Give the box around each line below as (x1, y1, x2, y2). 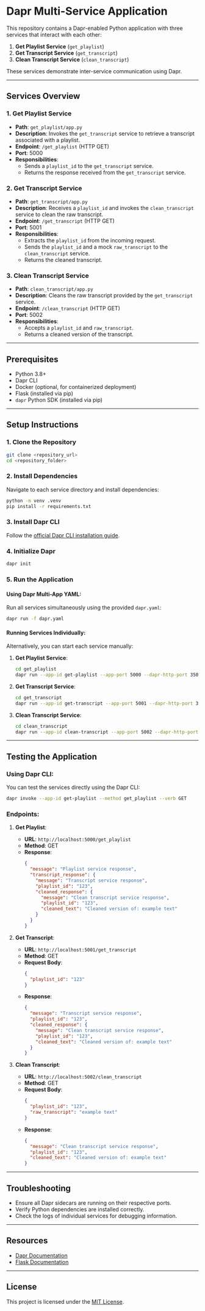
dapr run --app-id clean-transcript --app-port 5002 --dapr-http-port (15, 728, 199, 735)
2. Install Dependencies (6, 472, 78, 481)
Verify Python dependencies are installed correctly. (15, 1205, 145, 1213)
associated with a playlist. (15, 136, 81, 143)
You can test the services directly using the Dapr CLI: (6, 783, 140, 791)
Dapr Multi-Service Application (6, 4, 168, 18)
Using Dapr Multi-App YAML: (6, 590, 82, 598)
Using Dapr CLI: (6, 769, 54, 778)
